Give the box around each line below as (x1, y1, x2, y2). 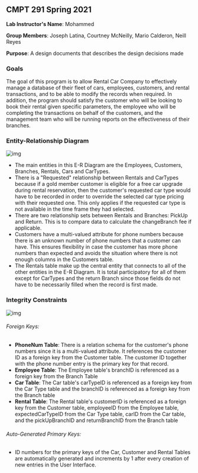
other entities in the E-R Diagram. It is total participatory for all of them (14, 269, 186, 276)
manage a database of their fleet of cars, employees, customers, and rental (6, 84, 190, 91)
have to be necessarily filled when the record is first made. (14, 281, 158, 288)
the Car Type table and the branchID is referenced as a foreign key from (14, 385, 190, 392)
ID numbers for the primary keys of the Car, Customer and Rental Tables (14, 449, 191, 456)
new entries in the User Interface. (14, 461, 96, 468)
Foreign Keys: (6, 323, 40, 330)
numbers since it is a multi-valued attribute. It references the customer (14, 347, 187, 355)
